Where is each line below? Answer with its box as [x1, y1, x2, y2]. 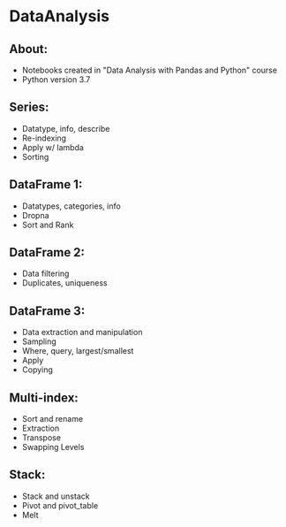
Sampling [21, 336, 57, 347]
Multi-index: [9, 390, 79, 405]
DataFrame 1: [9, 177, 83, 192]
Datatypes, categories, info [21, 201, 121, 211]
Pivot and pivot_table [21, 500, 99, 510]
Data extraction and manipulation [21, 327, 143, 338]
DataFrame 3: [9, 303, 86, 318]
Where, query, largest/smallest [21, 346, 134, 356]
